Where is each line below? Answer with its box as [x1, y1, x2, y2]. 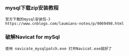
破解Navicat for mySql [5, 34, 60, 41]
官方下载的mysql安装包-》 [5, 17, 52, 22]
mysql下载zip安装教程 [5, 4, 59, 11]
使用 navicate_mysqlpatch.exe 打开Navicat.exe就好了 [5, 46, 112, 51]
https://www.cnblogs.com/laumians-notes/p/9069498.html [5, 21, 124, 26]
